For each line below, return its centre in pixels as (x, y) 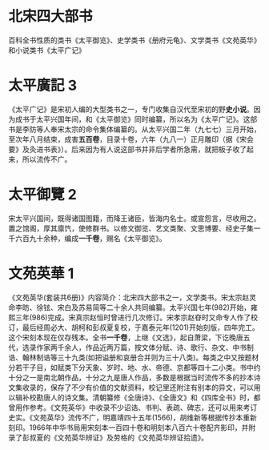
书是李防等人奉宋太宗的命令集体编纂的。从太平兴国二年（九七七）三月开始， (134, 129)
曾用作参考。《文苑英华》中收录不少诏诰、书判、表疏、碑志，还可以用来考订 (133, 407)
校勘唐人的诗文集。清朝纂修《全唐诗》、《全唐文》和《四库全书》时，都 (145, 397)
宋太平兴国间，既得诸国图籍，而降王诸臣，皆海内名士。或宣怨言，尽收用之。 (134, 218)
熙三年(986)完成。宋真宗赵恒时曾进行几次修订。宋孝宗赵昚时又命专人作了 (130, 317)
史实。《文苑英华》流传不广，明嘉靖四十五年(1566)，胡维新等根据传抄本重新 (133, 417)
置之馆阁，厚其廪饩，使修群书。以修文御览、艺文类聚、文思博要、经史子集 (131, 228)
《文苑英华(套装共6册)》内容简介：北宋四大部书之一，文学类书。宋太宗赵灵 (132, 297)
